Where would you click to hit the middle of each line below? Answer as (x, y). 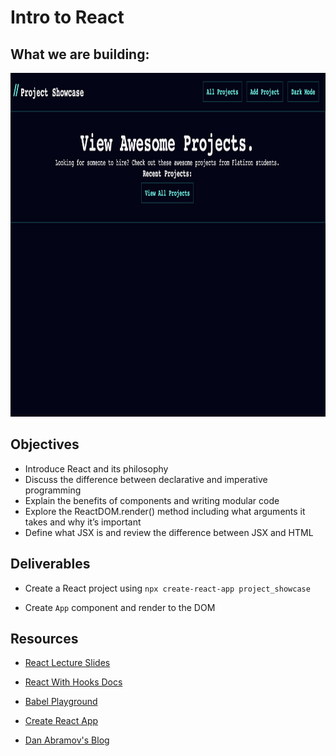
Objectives (45, 444)
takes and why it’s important (83, 522)
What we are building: (80, 54)
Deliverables (50, 564)
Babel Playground (61, 702)
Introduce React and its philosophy (96, 468)
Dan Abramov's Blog (67, 740)
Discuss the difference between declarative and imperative (146, 479)
